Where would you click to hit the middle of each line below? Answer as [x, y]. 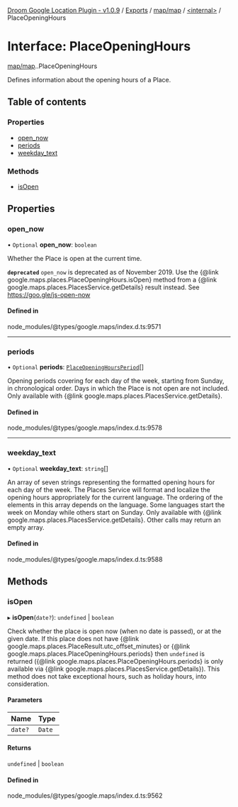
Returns [19, 748]
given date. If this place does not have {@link [73, 638]
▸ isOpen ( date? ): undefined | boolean [61, 617]
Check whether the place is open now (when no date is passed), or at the [114, 631]
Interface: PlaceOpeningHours [99, 46]
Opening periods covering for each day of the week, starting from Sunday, [116, 381]
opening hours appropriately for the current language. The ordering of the [115, 497]
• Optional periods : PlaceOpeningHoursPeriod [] [75, 367]
